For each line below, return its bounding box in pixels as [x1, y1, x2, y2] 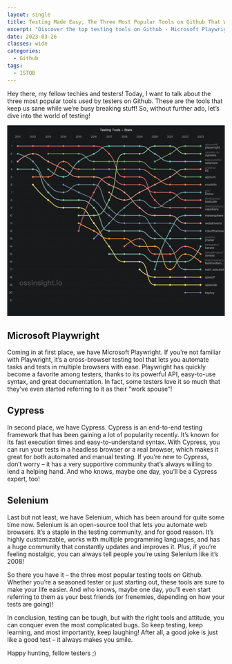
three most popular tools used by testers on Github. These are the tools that [7, 97, 223, 105]
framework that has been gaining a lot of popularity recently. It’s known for [7, 430, 220, 439]
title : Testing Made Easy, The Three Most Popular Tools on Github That [7, 18, 221, 26]
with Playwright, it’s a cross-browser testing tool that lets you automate [7, 355, 209, 363]
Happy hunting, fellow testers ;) [7, 649, 97, 657]
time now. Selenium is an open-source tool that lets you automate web [7, 520, 207, 528]
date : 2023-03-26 [7, 33, 57, 40]
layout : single [7, 11, 51, 18]
